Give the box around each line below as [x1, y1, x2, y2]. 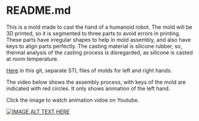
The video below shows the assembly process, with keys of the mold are [6, 78, 186, 86]
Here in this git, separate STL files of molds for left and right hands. [6, 66, 173, 74]
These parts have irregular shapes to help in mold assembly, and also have [6, 36, 191, 43]
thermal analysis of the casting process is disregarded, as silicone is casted [6, 49, 193, 56]
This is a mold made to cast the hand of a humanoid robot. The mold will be [6, 23, 193, 31]
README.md [6, 4, 71, 17]
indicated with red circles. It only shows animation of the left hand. [6, 84, 170, 92]
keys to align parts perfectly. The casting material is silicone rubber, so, [6, 43, 183, 50]
